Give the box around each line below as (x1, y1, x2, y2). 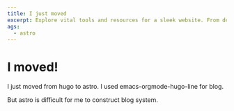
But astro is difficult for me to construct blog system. (7, 96, 159, 104)
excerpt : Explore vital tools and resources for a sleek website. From (7, 17, 219, 24)
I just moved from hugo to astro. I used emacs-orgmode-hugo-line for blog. (7, 83, 224, 91)
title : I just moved (7, 10, 68, 17)
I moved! (7, 60, 58, 75)
